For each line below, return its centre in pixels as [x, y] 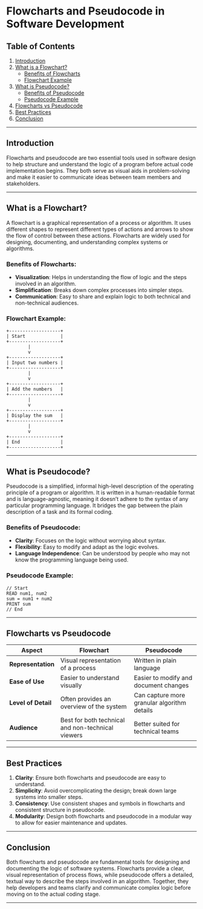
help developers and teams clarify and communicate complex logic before [99, 888]
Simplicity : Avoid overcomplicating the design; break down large [96, 791]
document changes [161, 685]
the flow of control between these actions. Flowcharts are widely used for [98, 235]
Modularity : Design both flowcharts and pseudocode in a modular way [103, 817]
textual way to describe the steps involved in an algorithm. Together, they [98, 881]
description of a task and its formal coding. [60, 512]
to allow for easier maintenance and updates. [71, 823]
